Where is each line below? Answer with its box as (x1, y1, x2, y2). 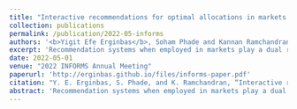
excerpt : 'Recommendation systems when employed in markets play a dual (9, 46, 283, 54)
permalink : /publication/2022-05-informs (9, 29, 164, 38)
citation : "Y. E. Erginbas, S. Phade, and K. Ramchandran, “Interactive (9, 78, 283, 87)
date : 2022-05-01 (9, 54, 73, 62)
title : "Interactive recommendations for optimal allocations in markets (9, 12, 287, 22)
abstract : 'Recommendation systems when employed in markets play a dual (9, 86, 287, 95)
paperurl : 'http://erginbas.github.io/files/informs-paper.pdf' (9, 70, 251, 79)
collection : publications (9, 21, 104, 30)
